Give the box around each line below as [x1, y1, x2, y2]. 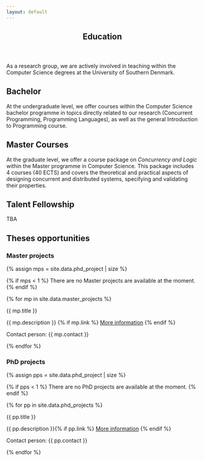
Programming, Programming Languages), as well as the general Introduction [6, 115, 198, 122]
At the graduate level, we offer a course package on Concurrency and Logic [6, 156, 197, 163]
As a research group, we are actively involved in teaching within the [6, 62, 176, 70]
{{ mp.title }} [6, 307, 38, 314]
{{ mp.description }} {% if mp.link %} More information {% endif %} [6, 319, 176, 326]
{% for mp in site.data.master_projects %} [6, 295, 112, 303]
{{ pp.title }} [6, 413, 37, 421]
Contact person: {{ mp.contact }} [6, 331, 90, 338]
